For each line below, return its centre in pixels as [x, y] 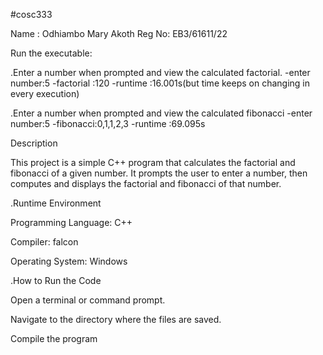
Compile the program [54, 338]
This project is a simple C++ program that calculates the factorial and [153, 162]
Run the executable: [51, 53]
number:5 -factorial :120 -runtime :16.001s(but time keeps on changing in [160, 83]
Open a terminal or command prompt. [88, 300]
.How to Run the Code [56, 280]
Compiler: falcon [44, 242]
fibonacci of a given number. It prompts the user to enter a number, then [159, 173]
